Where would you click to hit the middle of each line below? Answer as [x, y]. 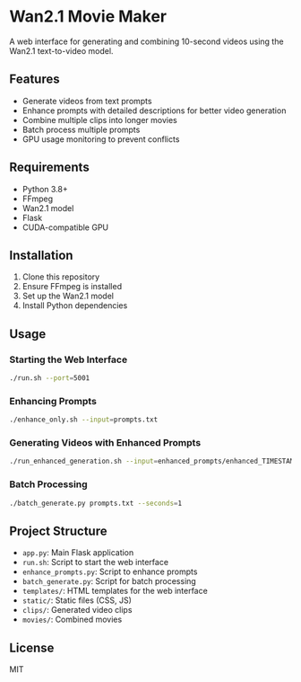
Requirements [49, 168]
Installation [41, 255]
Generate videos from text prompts [87, 101]
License [32, 647]
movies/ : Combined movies [72, 620]
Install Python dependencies [75, 306]
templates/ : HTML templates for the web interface [115, 591]
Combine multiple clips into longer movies [99, 120]
